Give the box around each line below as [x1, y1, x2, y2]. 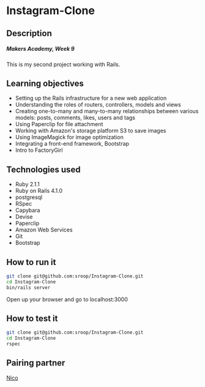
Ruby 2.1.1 [15, 181, 40, 188]
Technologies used [6, 164, 81, 175]
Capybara [15, 206, 40, 214]
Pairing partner [6, 358, 65, 368]
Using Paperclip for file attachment [15, 121, 103, 128]
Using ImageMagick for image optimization [15, 133, 124, 141]
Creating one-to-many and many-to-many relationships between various [15, 108, 199, 115]
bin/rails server [6, 284, 51, 291]
